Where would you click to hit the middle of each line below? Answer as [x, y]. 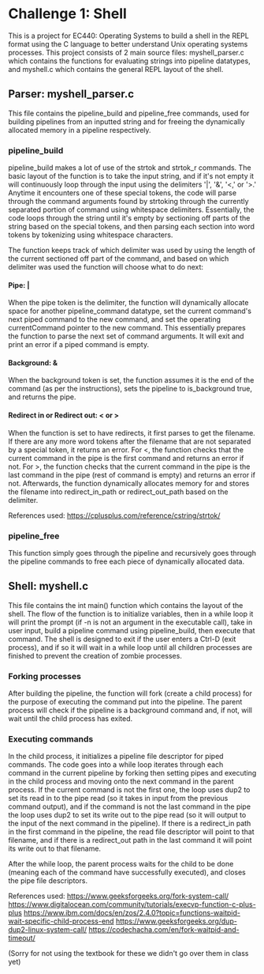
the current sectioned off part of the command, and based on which [119, 259]
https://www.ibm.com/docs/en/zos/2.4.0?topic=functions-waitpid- [132, 913]
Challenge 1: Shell [68, 14]
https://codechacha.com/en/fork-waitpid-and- [164, 930]
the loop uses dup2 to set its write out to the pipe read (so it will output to [127, 815]
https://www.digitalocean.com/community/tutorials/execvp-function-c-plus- [132, 904]
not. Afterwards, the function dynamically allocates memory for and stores [129, 483]
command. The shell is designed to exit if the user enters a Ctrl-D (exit [122, 639]
